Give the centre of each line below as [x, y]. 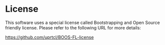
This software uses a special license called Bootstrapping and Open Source [82, 22]
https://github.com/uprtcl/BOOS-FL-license [49, 37]
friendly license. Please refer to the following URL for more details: [73, 27]
